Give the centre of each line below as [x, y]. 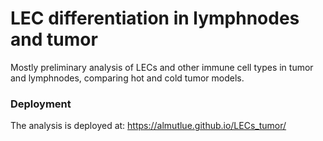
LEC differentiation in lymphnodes [155, 18]
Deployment [41, 104]
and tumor [54, 39]
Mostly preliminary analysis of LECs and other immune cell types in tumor [162, 67]
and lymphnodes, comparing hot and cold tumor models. [127, 78]
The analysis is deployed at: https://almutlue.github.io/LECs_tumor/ [148, 126]
